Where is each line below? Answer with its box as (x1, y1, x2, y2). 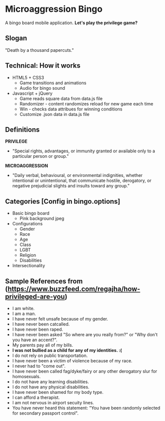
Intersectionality (12, 263, 45, 269)
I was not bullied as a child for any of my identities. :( (12, 348, 122, 353)
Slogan (5, 34, 27, 42)
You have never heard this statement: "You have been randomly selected (12, 405, 161, 411)
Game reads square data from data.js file (19, 95, 103, 102)
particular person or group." (12, 153, 69, 159)
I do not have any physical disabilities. (12, 384, 90, 390)
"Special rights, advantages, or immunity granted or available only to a (12, 148, 155, 154)
